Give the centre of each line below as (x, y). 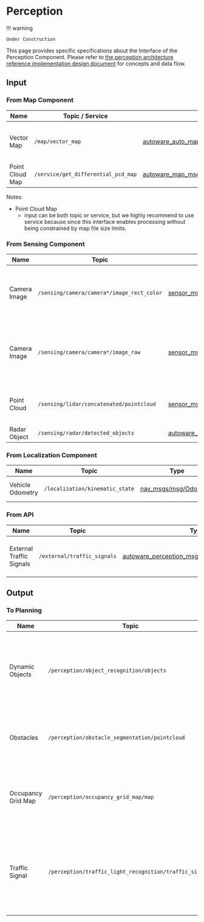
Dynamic (22, 667)
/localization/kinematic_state (89, 489)
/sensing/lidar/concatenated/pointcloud (97, 404)
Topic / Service (85, 116)
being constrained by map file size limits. (75, 228)
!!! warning (20, 28)
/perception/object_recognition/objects (107, 671)
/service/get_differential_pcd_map (86, 174)
